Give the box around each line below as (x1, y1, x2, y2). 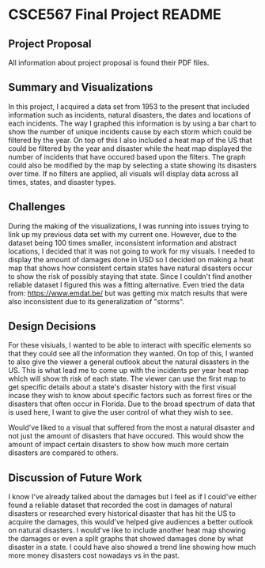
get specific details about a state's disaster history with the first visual (8, 382, 237, 392)
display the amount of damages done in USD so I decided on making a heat (8, 254, 255, 264)
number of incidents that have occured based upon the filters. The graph (8, 152, 246, 161)
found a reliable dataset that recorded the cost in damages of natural (8, 500, 233, 510)
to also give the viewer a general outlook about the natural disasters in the (8, 357, 250, 367)
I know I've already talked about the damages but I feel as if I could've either (8, 492, 257, 502)
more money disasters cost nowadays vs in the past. (8, 551, 180, 560)
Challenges (8, 200, 66, 214)
